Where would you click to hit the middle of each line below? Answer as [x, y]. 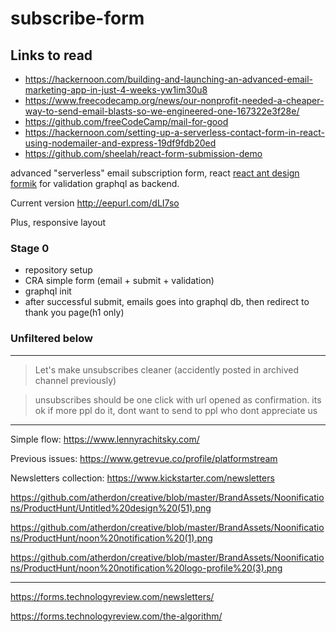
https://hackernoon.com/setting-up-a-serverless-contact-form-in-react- [174, 132]
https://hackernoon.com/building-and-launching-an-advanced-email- [169, 79]
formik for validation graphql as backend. [95, 183]
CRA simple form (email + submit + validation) [119, 281]
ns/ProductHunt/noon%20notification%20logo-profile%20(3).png [146, 568]
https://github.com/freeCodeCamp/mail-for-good [126, 121]
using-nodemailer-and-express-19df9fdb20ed [120, 143]
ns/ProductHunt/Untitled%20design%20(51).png [111, 508]
